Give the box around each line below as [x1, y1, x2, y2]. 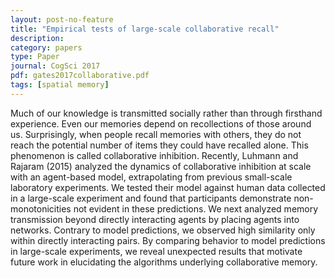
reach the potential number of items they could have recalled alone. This [10, 139, 309, 151]
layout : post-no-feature [10, 14, 114, 25]
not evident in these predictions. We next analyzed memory [73, 202, 319, 215]
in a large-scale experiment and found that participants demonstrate [10, 192, 292, 204]
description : [10, 33, 65, 43]
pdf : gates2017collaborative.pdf [10, 71, 150, 81]
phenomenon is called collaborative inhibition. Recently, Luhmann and [10, 149, 299, 161]
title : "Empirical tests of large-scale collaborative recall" [10, 24, 280, 34]
